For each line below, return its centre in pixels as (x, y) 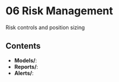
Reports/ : (26, 67)
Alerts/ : (24, 73)
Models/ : (25, 60)
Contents (23, 46)
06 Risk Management (59, 11)
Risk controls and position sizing (45, 27)
